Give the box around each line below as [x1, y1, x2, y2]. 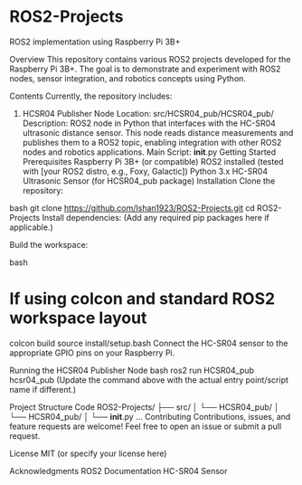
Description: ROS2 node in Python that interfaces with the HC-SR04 [22, 118, 276, 128]
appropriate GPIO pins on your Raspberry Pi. [9, 347, 175, 358]
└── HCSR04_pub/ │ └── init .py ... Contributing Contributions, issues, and [9, 411, 291, 422]
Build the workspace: [9, 239, 89, 250]
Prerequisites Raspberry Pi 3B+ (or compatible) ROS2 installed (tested [22, 156, 284, 166]
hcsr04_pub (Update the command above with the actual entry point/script [9, 374, 289, 385]
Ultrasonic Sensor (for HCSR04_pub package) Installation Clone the [22, 175, 276, 186]
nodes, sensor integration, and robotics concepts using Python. [9, 72, 247, 83]
